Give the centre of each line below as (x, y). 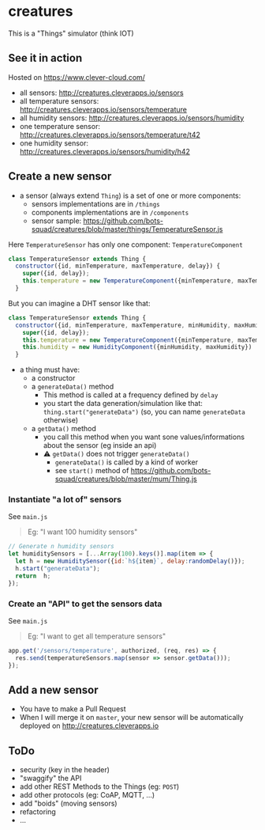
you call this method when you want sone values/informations (144, 437)
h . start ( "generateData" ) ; (58, 569)
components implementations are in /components (110, 212)
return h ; (33, 576)
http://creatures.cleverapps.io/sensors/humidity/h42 (105, 151)
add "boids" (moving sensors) (68, 803)
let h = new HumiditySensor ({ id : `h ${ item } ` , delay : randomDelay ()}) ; (130, 561)
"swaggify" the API (50, 779)
